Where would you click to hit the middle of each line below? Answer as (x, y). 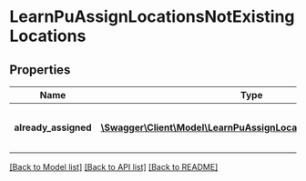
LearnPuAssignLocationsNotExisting (152, 17)
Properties (40, 70)
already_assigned (53, 127)
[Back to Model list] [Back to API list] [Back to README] (114, 167)
